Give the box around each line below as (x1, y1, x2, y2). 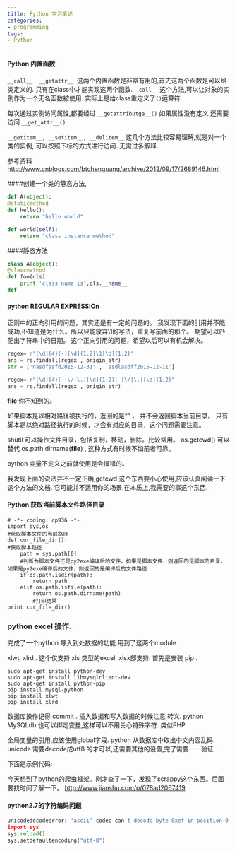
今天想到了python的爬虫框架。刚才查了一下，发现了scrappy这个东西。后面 (7, 775, 224, 783)
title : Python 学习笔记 (7, 10, 73, 18)
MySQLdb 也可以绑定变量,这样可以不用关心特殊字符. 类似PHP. (7, 721, 188, 729)
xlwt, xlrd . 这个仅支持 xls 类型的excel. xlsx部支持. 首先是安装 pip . (7, 654, 198, 662)
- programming (7, 23, 49, 30)
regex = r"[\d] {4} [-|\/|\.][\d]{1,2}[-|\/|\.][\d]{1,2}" (7, 376, 175, 383)
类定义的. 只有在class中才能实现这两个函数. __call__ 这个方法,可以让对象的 (7, 86, 224, 94)
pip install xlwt (7, 693, 59, 700)
